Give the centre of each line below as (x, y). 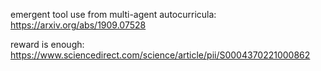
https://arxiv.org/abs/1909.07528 (78, 25)
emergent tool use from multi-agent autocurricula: (113, 14)
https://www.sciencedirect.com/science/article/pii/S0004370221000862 (160, 55)
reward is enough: (47, 44)
